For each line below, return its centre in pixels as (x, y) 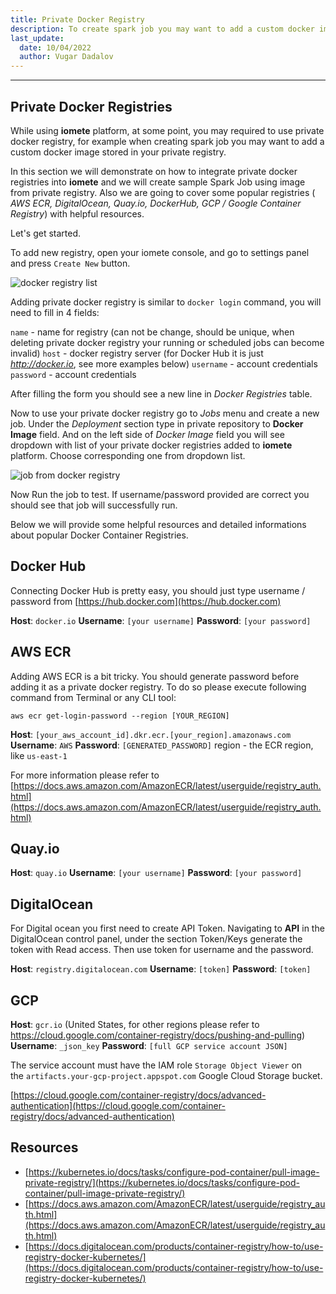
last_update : (37, 38)
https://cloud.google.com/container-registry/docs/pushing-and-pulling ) (158, 1035)
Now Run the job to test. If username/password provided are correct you (160, 494)
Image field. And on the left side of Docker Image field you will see (147, 434)
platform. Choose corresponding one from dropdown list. (128, 455)
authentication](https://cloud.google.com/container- (118, 1105)
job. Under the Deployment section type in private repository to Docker (157, 423)
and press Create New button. (70, 263)
